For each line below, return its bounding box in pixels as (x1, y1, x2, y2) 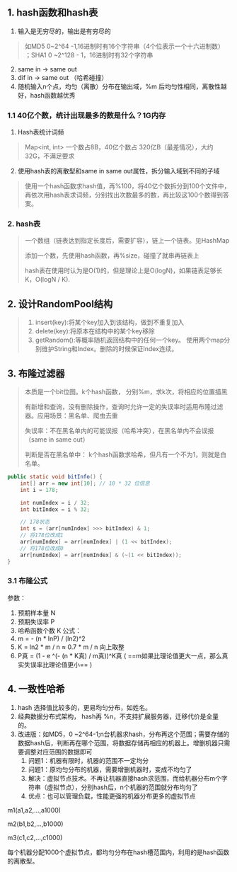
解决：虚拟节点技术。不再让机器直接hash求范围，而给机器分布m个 (28, 774, 221, 782)
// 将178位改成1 (20, 532, 64, 539)
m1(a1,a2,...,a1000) (7, 805, 62, 814)
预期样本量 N (17, 608, 56, 617)
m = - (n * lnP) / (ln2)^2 (17, 634, 86, 643)
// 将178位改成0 (20, 544, 64, 552)
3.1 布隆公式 (7, 576, 48, 586)
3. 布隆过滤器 (7, 367, 65, 379)
